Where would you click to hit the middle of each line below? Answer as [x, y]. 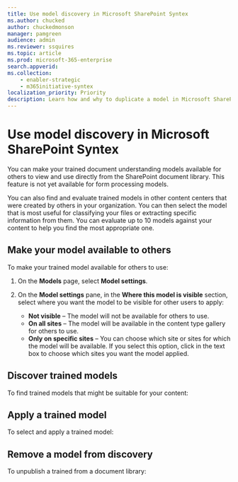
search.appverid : [33, 67]
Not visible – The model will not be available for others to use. [119, 316]
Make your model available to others [89, 250]
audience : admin [31, 40]
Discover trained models [63, 376]
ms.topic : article [34, 54]
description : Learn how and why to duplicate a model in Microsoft [109, 100]
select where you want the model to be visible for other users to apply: [121, 302]
